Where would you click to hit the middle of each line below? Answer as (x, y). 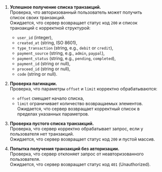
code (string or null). (37, 74)
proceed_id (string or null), (44, 69)
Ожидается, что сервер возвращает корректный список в (78, 109)
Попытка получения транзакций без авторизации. (65, 149)
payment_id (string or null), (44, 64)
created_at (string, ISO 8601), (47, 43)
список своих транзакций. (37, 17)
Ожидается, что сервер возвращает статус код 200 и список (74, 23)
